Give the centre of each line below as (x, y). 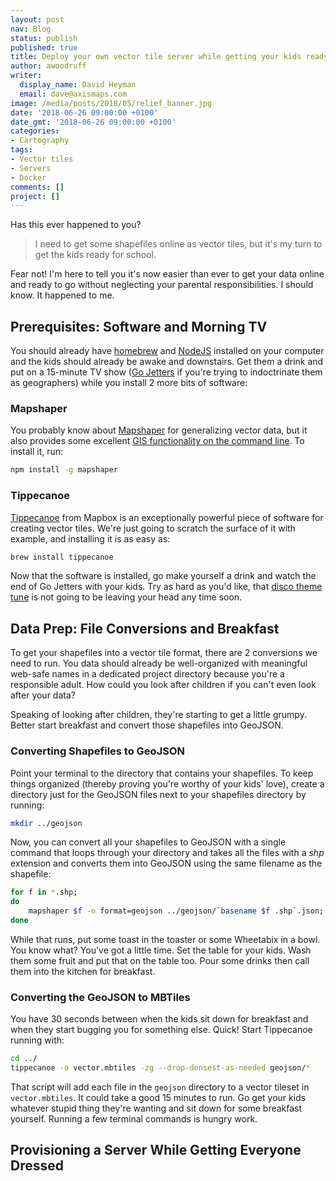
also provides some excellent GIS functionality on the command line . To (157, 441)
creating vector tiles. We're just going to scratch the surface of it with (153, 528)
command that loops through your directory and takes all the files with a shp (167, 853)
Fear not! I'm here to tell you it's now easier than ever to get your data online (167, 274)
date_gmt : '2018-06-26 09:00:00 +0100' (93, 122)
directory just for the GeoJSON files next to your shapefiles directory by (158, 794)
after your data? (43, 695)
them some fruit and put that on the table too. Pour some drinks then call (160, 960)
